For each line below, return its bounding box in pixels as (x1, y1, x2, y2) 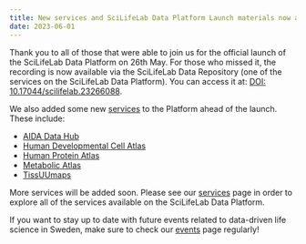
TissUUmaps (22, 169, 71, 180)
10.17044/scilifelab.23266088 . (9, 86, 123, 97)
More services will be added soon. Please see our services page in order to (9, 187, 293, 198)
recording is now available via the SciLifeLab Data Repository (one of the (9, 66, 282, 77)
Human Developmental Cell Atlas (22, 140, 147, 151)
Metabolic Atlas (22, 159, 82, 170)
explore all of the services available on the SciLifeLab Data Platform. (9, 197, 266, 208)
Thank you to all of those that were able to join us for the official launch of (9, 46, 287, 57)
